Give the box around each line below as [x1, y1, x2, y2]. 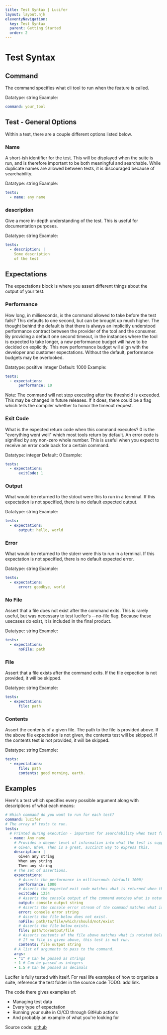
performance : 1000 [18, 882, 57, 887]
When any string [18, 859, 52, 864]
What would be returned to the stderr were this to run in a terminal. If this [5, 551, 155, 557]
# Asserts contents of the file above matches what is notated [18, 933, 153, 938]
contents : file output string [18, 942, 81, 947]
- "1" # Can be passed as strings [14, 956, 85, 961]
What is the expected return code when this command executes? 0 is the [5, 426, 155, 432]
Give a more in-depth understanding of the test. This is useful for [5, 218, 138, 224]
